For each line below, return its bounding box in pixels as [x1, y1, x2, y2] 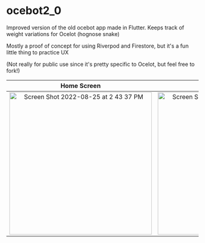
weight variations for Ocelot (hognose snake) [6, 30, 120, 37]
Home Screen [60, 81, 101, 90]
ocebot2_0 [6, 4, 62, 18]
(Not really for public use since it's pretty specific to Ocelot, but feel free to [6, 60, 195, 68]
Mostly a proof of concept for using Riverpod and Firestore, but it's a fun [6, 42, 189, 49]
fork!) [6, 67, 20, 74]
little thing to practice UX [6, 48, 69, 56]
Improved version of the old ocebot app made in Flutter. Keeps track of [6, 24, 185, 31]
